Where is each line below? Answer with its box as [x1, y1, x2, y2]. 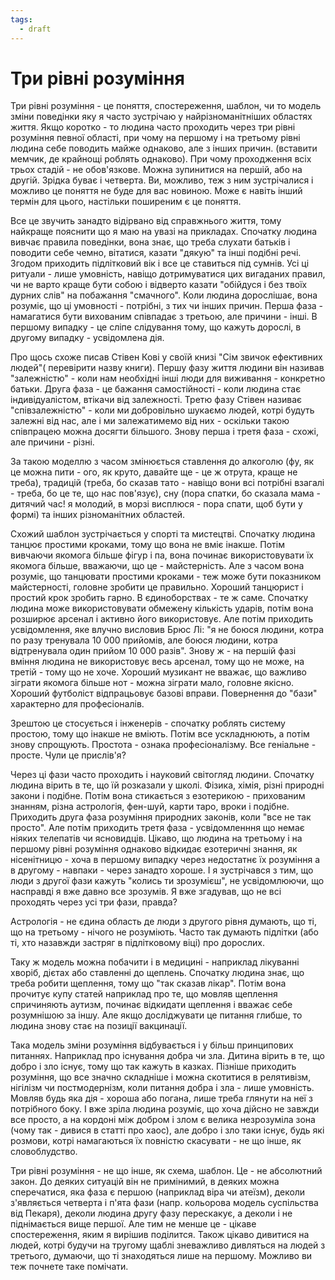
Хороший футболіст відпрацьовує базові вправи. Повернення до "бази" [10, 687, 318, 700]
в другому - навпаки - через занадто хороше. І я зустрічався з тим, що [10, 864, 314, 876]
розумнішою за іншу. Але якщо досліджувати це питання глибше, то [10, 1009, 303, 1021]
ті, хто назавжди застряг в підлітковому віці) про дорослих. [10, 937, 265, 949]
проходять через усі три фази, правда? [10, 896, 178, 908]
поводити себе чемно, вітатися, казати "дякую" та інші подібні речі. [10, 247, 302, 259]
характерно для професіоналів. [10, 698, 145, 710]
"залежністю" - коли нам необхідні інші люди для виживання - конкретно [10, 372, 326, 385]
